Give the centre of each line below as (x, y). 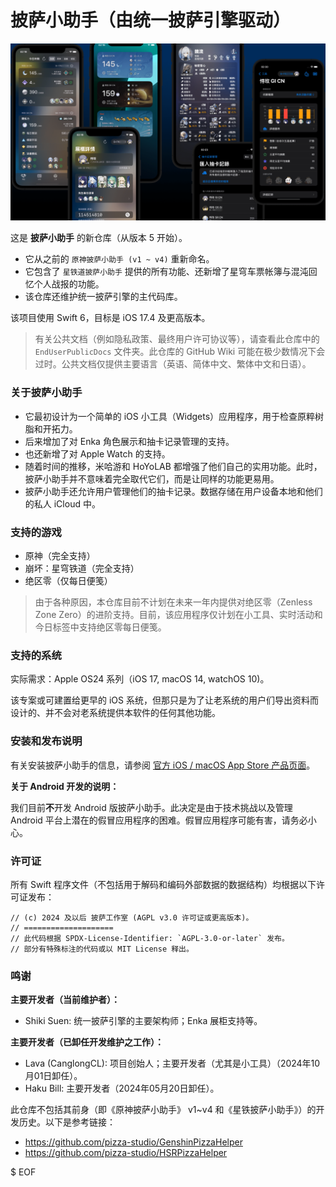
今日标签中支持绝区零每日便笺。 (100, 627)
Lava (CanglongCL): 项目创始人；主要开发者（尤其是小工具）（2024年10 (172, 1063)
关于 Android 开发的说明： (65, 786)
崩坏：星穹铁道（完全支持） (82, 568)
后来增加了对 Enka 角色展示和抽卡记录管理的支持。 (129, 441)
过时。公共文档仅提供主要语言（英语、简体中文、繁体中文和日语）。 (173, 364)
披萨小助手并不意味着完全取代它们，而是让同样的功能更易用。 (152, 478)
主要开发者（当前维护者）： (65, 1000)
